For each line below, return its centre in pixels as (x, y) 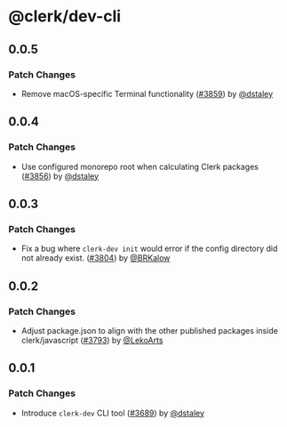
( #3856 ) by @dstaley (60, 176)
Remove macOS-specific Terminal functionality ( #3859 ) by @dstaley (147, 93)
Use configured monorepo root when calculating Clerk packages (140, 166)
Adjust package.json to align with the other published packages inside (150, 330)
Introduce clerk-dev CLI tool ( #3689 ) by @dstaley (113, 413)
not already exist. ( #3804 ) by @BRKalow (96, 258)
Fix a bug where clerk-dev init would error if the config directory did (149, 249)
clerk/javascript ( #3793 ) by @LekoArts (92, 340)
